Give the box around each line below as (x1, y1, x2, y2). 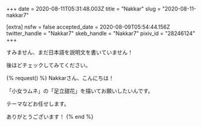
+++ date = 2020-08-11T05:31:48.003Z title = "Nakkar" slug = (6, 5, 161, 12)
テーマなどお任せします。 (6, 100, 70, 107)
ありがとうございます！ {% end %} (6, 113, 94, 120)
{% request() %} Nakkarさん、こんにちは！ (6, 75, 114, 81)
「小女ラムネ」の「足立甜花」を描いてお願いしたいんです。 (6, 87, 154, 94)
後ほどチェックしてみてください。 (6, 62, 91, 68)
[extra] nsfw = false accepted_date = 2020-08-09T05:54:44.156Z (6, 24, 171, 30)
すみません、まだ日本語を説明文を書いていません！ (6, 48, 133, 56)
